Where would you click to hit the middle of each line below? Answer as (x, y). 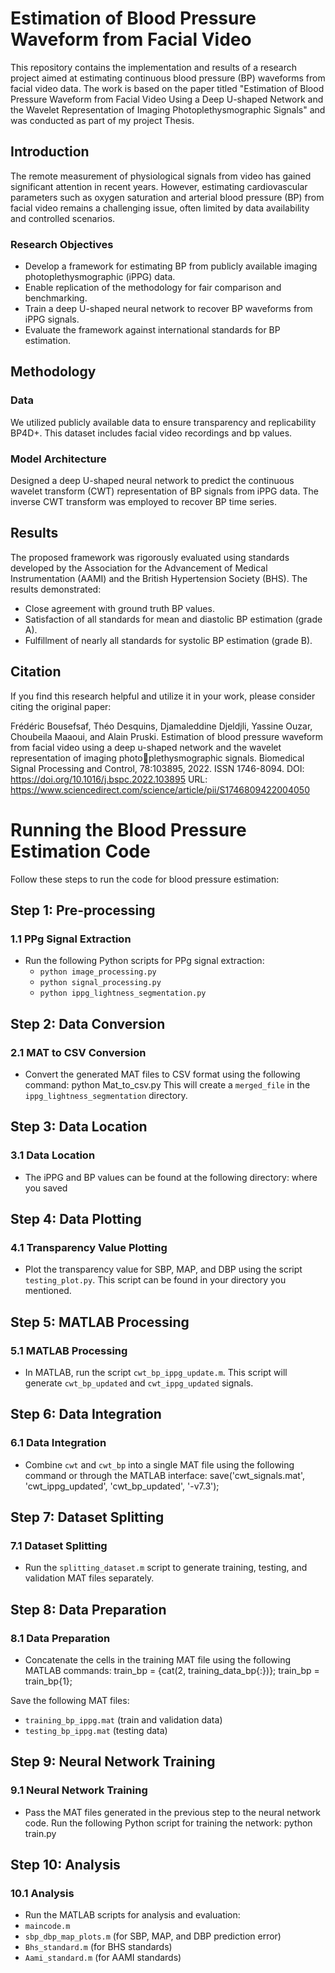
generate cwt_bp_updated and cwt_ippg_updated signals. (139, 1383)
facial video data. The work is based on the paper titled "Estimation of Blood (167, 88)
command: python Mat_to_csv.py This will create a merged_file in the (167, 1084)
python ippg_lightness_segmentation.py (123, 993)
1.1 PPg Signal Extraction (71, 939)
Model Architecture (58, 459)
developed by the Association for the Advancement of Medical (139, 568)
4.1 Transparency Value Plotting (89, 1247)
